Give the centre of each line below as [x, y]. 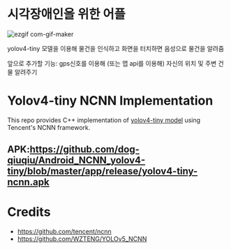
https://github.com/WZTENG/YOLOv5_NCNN [82, 239]
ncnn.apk [29, 182]
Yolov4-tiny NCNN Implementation [110, 101]
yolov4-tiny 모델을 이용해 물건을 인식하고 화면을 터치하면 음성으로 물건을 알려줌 [116, 48]
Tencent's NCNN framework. [49, 127]
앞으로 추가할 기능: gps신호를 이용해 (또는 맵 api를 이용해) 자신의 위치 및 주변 [112, 63]
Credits [29, 212]
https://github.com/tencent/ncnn [64, 232]
